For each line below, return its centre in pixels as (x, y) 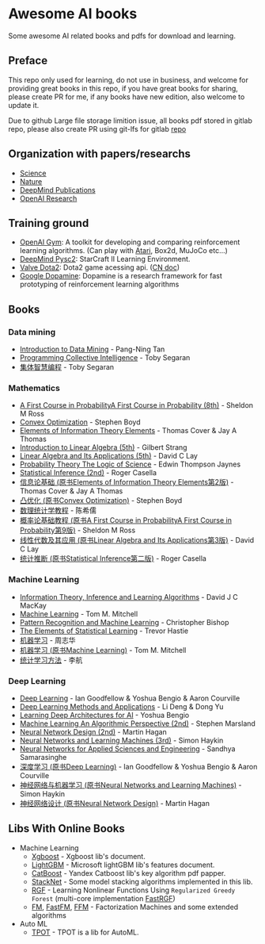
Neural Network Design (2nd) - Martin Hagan (93, 731)
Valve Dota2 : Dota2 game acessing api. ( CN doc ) (100, 267)
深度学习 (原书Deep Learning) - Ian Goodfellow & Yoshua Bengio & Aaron (138, 766)
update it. (24, 105)
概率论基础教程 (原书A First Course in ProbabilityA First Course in (125, 520)
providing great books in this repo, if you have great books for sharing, (123, 88)
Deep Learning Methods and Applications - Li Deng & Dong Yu (121, 706)
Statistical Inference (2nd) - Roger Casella (88, 473)
